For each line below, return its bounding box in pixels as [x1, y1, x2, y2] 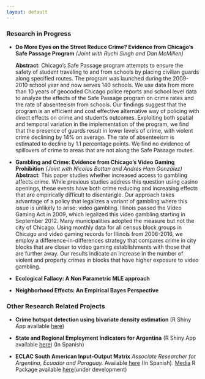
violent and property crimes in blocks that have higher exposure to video [15, 256, 199, 264]
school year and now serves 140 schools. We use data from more [29, 81, 195, 88]
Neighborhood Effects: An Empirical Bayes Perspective [15, 286, 159, 294]
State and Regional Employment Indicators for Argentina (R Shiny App [15, 334, 196, 342]
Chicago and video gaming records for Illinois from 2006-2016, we [15, 230, 183, 237]
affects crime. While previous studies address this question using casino [15, 178, 198, 185]
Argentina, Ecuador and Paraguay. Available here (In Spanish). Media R [15, 359, 196, 367]
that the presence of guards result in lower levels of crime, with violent [15, 127, 193, 134]
